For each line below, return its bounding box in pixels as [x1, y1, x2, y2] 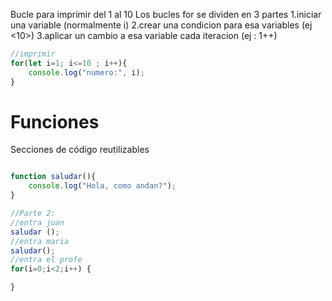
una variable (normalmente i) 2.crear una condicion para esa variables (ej [10, 19, 313, 31]
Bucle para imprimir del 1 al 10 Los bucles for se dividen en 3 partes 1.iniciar [10, 9, 322, 20]
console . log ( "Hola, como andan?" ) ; [28, 181, 177, 191]
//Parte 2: [10, 209, 56, 219]
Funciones [10, 110, 100, 133]
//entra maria [10, 236, 70, 246]
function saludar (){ [10, 172, 97, 182]
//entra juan [10, 217, 65, 228]
